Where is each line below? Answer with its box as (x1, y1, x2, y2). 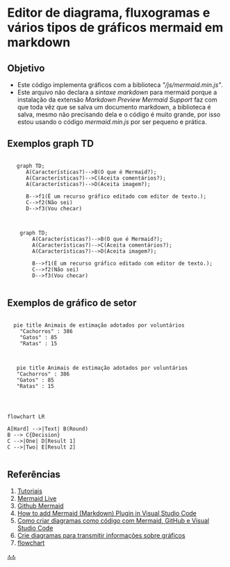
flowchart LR (7, 413, 45, 420)
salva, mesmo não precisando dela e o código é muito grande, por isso (17, 110, 221, 118)
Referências (7, 469, 61, 481)
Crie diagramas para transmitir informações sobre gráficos (17, 531, 186, 540)
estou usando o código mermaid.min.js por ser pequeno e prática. (17, 118, 207, 126)
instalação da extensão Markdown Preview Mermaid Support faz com (17, 95, 217, 104)
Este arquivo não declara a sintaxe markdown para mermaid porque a (17, 88, 217, 96)
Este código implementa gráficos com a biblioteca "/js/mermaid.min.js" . (17, 81, 224, 88)
